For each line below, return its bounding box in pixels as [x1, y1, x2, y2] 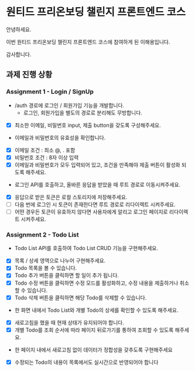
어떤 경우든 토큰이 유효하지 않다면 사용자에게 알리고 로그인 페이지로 [14, 208, 168, 215]
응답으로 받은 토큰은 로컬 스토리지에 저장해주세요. [14, 193, 128, 200]
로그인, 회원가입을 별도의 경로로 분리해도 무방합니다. [23, 109, 142, 116]
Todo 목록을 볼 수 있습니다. [14, 265, 77, 272]
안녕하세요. [6, 26, 32, 33]
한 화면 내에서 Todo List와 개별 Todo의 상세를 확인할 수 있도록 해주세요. [14, 306, 179, 313]
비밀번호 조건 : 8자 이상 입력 [14, 154, 79, 161]
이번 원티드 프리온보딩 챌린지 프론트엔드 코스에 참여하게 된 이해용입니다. [6, 38, 170, 45]
